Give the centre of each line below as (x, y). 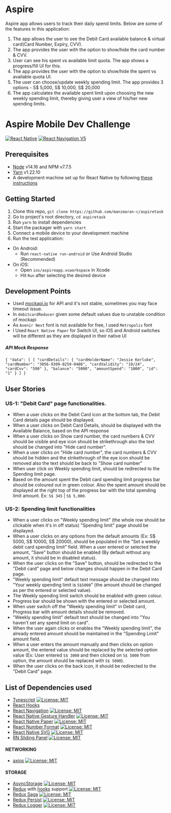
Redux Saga (25, 794)
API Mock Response (27, 347)
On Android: (25, 248)
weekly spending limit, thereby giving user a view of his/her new (80, 98)
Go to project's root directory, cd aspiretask (59, 216)
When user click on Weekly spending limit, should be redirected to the (86, 468)
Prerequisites (27, 155)
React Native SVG (31, 733)
